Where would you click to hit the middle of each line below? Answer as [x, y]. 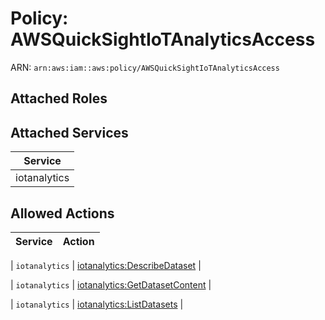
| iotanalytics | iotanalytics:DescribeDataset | [106, 265]
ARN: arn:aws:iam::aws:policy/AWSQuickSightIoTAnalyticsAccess [145, 67]
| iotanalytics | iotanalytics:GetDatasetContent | [111, 284]
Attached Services [69, 132]
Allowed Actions [62, 213]
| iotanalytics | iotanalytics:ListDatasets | [97, 304]
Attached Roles [59, 98]
